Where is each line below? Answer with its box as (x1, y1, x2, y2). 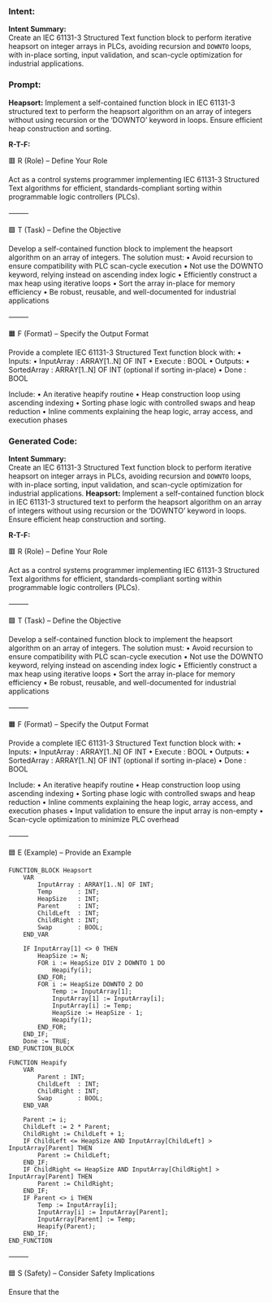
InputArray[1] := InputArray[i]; (51, 995, 165, 1003)
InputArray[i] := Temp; (51, 1001, 132, 1010)
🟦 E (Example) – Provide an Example (8, 847, 132, 857)
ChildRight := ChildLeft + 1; (23, 1130, 126, 1138)
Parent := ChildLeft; (37, 1151, 111, 1159)
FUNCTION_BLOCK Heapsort (8, 866, 93, 874)
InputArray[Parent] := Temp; (37, 1215, 136, 1223)
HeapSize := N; (37, 951, 89, 960)
